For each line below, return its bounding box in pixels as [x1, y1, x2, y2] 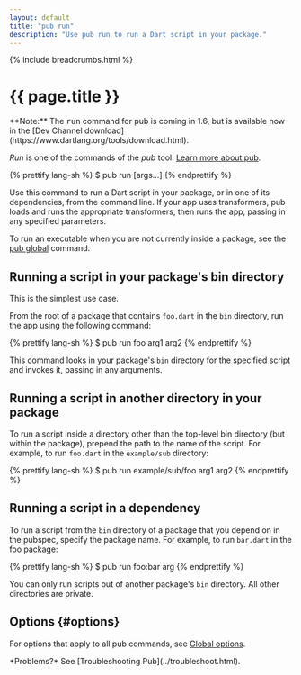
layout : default [9, 13, 70, 22]
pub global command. [9, 243, 91, 254]
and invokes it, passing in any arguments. [9, 364, 164, 375]
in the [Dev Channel [9, 125, 83, 136]
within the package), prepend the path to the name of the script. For [9, 437, 261, 448]
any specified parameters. [9, 216, 106, 227]
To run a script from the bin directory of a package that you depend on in [9, 524, 280, 535]
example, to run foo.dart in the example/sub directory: [9, 447, 209, 458]
